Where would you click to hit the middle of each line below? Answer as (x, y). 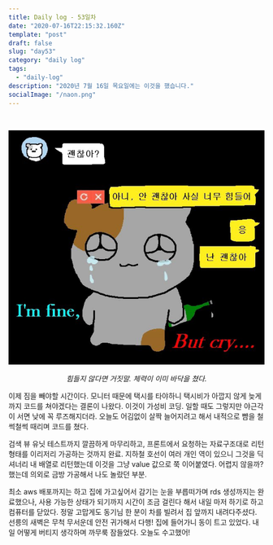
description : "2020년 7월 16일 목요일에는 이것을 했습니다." (101, 86)
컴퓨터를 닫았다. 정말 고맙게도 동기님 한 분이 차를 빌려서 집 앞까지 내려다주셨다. (133, 512)
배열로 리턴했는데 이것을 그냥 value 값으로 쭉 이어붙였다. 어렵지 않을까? (151, 464)
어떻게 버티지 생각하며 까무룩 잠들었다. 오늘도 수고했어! (104, 532)
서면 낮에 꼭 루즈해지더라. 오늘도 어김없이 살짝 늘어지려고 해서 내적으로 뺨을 (136, 416)
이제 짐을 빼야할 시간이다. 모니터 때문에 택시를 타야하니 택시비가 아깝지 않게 (128, 396)
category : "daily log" (47, 60)
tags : (17, 69)
